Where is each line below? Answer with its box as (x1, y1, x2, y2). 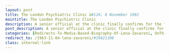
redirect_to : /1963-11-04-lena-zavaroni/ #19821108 (5, 36, 114, 41)
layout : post (5, 7, 33, 13)
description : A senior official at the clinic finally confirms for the (5, 21, 162, 27)
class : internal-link (5, 40, 51, 45)
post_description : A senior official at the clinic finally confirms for (5, 26, 164, 31)
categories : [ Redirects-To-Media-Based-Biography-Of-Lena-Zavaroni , (5, 31, 153, 36)
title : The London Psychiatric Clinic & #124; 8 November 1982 (5, 12, 139, 17)
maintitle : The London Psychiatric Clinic (5, 17, 96, 22)
